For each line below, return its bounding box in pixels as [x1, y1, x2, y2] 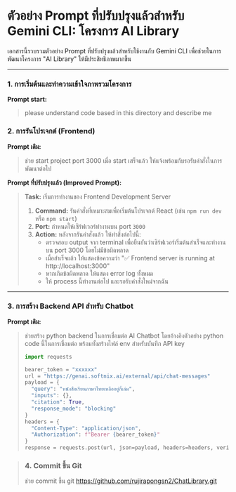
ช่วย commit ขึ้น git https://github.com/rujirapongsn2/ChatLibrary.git [24, 477, 218, 485]
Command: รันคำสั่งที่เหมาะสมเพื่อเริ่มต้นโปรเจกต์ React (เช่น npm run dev [34, 206, 222, 215]
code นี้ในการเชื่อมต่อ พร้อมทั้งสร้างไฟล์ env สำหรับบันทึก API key [24, 339, 185, 347]
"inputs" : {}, [31, 392, 72, 399]
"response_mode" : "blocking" [31, 405, 117, 412]
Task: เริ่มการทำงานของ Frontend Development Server [24, 192, 171, 201]
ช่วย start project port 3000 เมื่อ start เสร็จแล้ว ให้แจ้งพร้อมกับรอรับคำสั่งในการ [24, 156, 223, 165]
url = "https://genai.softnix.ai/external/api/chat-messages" [24, 373, 211, 380]
